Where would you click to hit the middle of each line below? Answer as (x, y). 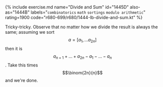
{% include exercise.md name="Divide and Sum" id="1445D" (67, 7)
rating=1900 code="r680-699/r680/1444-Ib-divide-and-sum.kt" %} (74, 17)
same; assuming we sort (30, 32)
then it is (14, 48)
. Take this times (22, 65)
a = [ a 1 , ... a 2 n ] (82, 40)
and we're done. (22, 80)
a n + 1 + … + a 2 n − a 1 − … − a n (82, 57)
